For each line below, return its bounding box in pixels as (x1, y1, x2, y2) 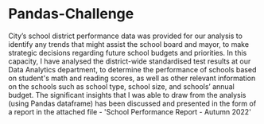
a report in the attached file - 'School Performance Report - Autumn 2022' (8, 107, 252, 116)
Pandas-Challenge (8, 5, 134, 23)
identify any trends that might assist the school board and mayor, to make (8, 39, 249, 48)
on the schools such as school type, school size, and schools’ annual (8, 81, 235, 91)
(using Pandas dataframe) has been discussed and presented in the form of (8, 99, 257, 108)
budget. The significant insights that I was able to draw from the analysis (8, 90, 247, 99)
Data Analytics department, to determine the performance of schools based (8, 64, 257, 74)
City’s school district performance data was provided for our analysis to (8, 31, 243, 41)
